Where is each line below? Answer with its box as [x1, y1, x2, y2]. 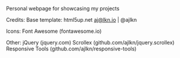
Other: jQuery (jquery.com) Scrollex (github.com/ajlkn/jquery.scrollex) [6, 39, 175, 46]
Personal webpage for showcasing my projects [6, 5, 120, 12]
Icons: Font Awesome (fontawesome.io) [6, 28, 102, 35]
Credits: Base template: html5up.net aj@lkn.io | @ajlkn [6, 16, 137, 23]
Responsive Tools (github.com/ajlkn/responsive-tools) [6, 45, 137, 52]
